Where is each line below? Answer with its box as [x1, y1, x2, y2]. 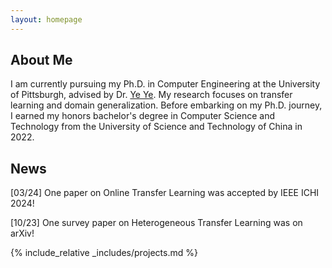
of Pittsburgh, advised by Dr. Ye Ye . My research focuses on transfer [10, 89, 293, 101]
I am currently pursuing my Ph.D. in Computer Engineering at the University [10, 78, 321, 90]
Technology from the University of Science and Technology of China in [10, 121, 303, 133]
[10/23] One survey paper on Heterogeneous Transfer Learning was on [10, 217, 303, 229]
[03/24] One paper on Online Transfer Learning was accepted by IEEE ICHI [10, 187, 320, 199]
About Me [10, 52, 73, 69]
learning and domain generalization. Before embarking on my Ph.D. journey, [10, 99, 323, 111]
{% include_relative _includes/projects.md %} [10, 247, 198, 259]
